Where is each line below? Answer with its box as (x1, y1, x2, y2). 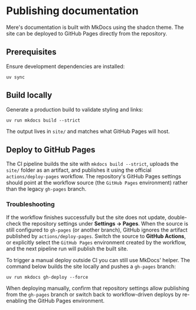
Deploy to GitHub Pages (6, 145, 96, 155)
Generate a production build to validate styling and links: (6, 106, 143, 113)
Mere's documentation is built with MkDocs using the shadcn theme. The (6, 24, 184, 31)
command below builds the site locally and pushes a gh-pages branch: (6, 263, 176, 270)
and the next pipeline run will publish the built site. (6, 245, 128, 252)
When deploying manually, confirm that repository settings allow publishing (6, 285, 190, 292)
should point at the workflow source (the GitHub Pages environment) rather (6, 179, 188, 187)
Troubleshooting (6, 200, 55, 208)
